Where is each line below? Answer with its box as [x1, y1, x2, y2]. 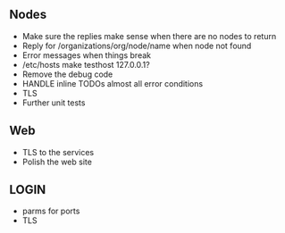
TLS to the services [21, 146, 95, 157]
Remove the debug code [21, 69, 113, 79]
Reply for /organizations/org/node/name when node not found [21, 40, 252, 51]
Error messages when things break [21, 49, 152, 61]
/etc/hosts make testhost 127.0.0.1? [21, 59, 150, 70]
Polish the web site [21, 156, 92, 167]
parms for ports [21, 205, 80, 217]
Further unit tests [21, 97, 86, 108]
